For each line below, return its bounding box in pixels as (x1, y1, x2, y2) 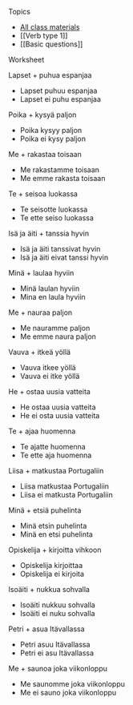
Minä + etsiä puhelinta (8, 506, 82, 515)
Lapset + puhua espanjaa (8, 70, 92, 79)
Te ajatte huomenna (19, 442, 86, 451)
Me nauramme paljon (19, 324, 91, 332)
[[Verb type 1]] (19, 31, 68, 40)
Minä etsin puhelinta (19, 521, 87, 530)
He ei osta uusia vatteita (19, 411, 100, 420)
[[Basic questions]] (19, 39, 83, 49)
